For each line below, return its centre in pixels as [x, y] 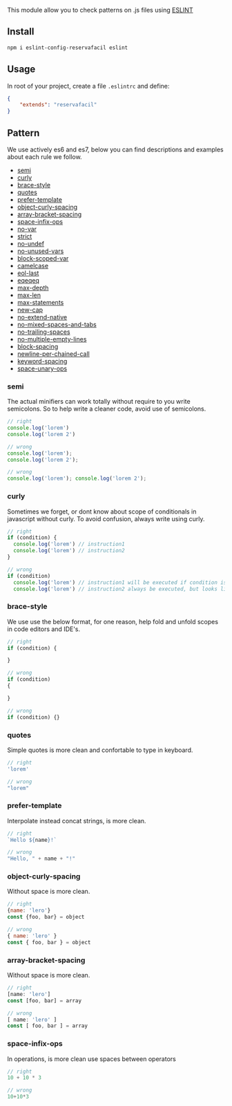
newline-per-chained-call [53, 354]
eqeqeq [28, 280]
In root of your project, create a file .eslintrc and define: [88, 86]
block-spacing [38, 346]
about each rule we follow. [45, 157]
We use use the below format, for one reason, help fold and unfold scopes [113, 621]
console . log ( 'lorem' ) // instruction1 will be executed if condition [115, 582]
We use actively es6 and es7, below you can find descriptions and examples [115, 149]
